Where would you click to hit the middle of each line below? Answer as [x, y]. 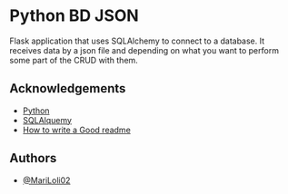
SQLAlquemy [47, 120]
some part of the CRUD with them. [74, 60]
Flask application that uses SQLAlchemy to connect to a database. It [137, 41]
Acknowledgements [68, 88]
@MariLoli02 [46, 180]
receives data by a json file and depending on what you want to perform [144, 50]
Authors [33, 158]
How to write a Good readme [77, 130]
